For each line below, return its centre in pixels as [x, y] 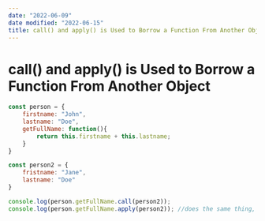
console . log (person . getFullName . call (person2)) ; [90, 201]
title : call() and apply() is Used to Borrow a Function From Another [127, 30]
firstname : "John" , [54, 114]
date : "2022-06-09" [40, 15]
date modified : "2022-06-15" [56, 23]
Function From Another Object [110, 86]
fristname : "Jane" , [54, 173]
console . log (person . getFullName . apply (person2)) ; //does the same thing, [132, 209]
